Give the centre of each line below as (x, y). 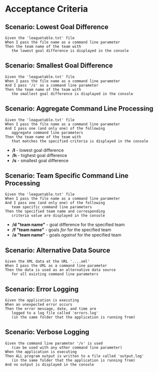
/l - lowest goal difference (38, 150)
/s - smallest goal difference (40, 160)
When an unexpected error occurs (39, 304)
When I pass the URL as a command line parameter (56, 266)
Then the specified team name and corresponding (55, 211)
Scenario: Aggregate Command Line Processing (79, 109)
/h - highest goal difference (39, 155)
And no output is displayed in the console (50, 364)
